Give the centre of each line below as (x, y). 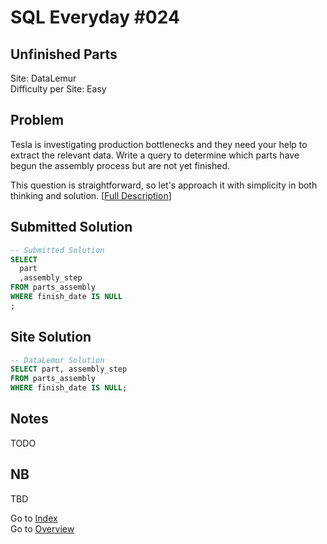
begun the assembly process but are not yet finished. (120, 165)
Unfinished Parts (64, 54)
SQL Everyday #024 (95, 17)
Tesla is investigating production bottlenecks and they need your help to (159, 144)
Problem (37, 120)
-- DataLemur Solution (57, 360)
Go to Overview (42, 528)
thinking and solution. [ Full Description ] (91, 195)
